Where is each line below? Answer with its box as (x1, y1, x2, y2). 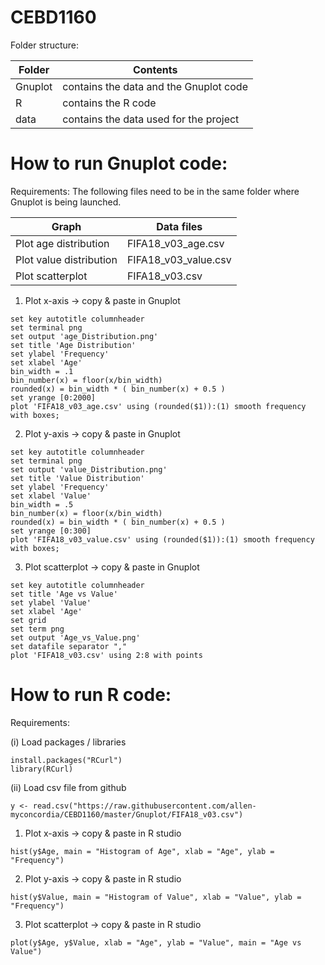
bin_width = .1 (10, 366, 74, 376)
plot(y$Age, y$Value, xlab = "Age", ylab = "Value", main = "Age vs (10, 937, 302, 948)
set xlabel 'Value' (10, 491, 92, 501)
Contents (132, 62, 178, 76)
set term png (10, 624, 65, 634)
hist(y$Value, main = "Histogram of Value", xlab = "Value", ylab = (10, 892, 302, 902)
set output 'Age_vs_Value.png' (10, 632, 141, 643)
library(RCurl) (10, 764, 74, 774)
